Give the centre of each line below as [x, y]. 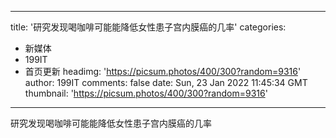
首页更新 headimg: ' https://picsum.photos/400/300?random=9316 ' [163, 71]
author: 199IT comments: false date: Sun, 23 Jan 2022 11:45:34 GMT [166, 82]
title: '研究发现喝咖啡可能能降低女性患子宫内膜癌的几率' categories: [148, 27]
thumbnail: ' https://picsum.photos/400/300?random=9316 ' [146, 93]
